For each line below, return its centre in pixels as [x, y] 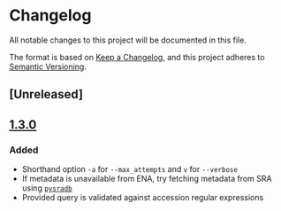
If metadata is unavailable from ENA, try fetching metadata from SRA [147, 179]
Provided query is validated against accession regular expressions [143, 198]
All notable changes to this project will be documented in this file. [128, 40]
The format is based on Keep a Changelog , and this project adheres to [137, 57]
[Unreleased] [46, 94]
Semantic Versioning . [48, 66]
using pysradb [47, 188]
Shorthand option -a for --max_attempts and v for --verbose [130, 169]
